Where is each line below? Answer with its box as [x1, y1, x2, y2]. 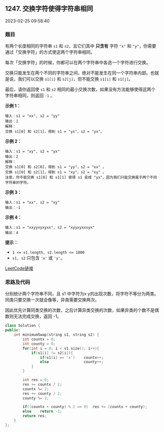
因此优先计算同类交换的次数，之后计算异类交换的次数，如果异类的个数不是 [5, 307, 155, 313]
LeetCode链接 [5, 265, 34, 271]
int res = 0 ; [22, 378, 49, 383]
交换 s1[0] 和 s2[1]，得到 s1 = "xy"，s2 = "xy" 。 [5, 170, 106, 175]
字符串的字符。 [5, 180, 31, 185]
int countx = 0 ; [22, 337, 56, 342]
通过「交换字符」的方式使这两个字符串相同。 [5, 49, 95, 55]
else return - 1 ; [22, 409, 62, 414]
